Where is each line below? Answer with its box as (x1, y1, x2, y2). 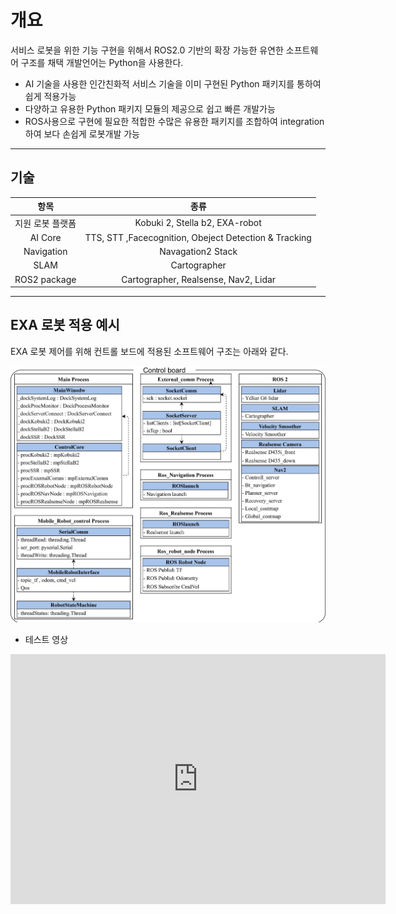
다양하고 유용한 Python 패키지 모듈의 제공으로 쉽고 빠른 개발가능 (24, 102, 276, 115)
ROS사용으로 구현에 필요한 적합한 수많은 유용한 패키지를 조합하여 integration (24, 115, 325, 127)
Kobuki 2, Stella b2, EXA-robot (134, 217, 262, 228)
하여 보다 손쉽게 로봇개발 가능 (24, 127, 140, 140)
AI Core (29, 231, 62, 243)
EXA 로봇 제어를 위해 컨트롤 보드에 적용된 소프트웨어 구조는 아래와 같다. (10, 345, 289, 357)
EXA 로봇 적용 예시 (10, 317, 120, 334)
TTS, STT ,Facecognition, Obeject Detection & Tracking (84, 231, 312, 243)
